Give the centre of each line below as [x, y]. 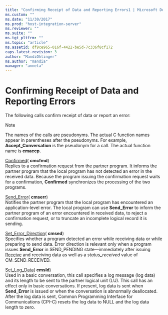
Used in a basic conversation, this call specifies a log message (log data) [80, 275]
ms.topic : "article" [27, 43]
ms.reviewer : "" [22, 29]
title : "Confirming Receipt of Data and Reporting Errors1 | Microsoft [81, 10]
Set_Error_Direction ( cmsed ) [34, 234]
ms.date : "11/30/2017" [29, 19]
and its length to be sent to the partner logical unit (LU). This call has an [79, 281]
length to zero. [20, 307]
